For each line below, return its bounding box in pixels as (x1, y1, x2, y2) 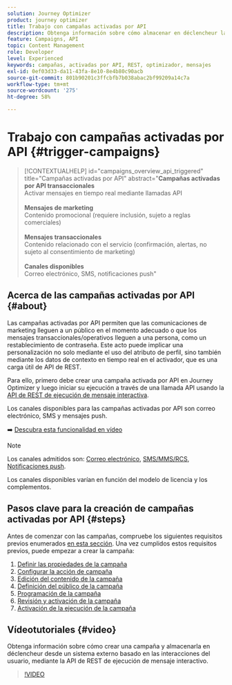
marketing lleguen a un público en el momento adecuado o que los (7, 326, 197, 334)
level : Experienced (7, 55, 64, 62)
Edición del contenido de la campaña (17, 575, 123, 583)
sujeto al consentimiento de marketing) (23, 247, 136, 255)
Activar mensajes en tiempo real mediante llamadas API (23, 189, 183, 197)
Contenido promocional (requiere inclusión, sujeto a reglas (23, 211, 191, 219)
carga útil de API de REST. (7, 363, 81, 371)
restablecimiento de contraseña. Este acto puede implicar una (7, 340, 184, 349)
